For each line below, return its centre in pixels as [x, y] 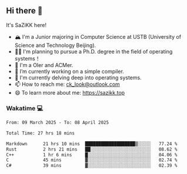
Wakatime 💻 [25, 108]
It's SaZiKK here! [26, 25]
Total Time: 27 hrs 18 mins [41, 133]
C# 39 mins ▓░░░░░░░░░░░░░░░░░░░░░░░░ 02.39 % [92, 166]
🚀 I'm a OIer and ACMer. [44, 65]
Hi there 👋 [24, 11]
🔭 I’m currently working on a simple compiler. [69, 71]
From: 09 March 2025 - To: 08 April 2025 [58, 123]
